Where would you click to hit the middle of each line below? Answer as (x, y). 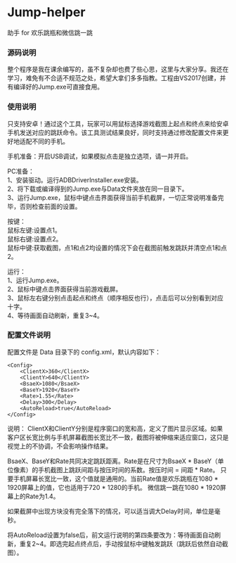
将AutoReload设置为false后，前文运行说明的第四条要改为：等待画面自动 (111, 535)
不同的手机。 (50, 141)
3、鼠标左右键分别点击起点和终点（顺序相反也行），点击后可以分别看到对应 (115, 298)
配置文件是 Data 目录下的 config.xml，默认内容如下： (84, 352)
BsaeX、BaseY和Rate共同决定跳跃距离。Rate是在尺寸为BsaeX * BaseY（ (112, 461)
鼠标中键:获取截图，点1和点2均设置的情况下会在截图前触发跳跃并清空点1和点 (117, 248)
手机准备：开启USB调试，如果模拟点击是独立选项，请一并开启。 (100, 156)
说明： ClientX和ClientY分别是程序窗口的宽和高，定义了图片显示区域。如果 (115, 428)
